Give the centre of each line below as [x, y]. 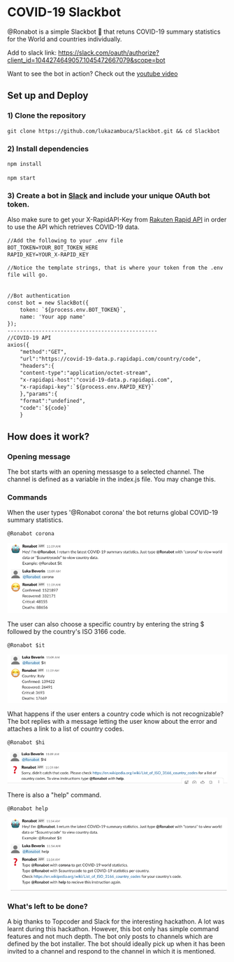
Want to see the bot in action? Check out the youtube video [93, 74]
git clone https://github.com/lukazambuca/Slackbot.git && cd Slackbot [114, 131]
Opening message [39, 456]
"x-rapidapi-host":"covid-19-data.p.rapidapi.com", [96, 380]
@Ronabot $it [26, 645]
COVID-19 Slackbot [64, 12]
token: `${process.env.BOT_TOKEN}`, [73, 310]
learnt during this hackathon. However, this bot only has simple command [113, 929]
